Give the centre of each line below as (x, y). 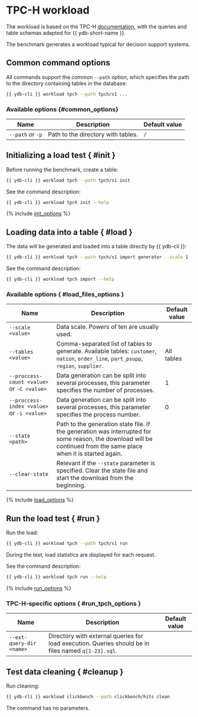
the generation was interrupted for (104, 432)
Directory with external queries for (95, 636)
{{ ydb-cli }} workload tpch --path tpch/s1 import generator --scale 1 (97, 257)
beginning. (71, 485)
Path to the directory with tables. (93, 134)
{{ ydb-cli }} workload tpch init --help (58, 202)
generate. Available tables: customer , (107, 351)
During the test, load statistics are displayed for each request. (81, 555)
